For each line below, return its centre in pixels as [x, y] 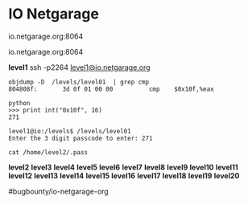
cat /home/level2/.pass [48, 152]
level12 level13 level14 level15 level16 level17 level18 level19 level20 [124, 175]
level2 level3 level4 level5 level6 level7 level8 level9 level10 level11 [124, 167]
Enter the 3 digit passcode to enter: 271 [81, 138]
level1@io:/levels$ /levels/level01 [70, 131]
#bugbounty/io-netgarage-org [58, 191]
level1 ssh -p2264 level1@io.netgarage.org [79, 67]
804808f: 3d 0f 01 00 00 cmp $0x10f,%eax [112, 89]
